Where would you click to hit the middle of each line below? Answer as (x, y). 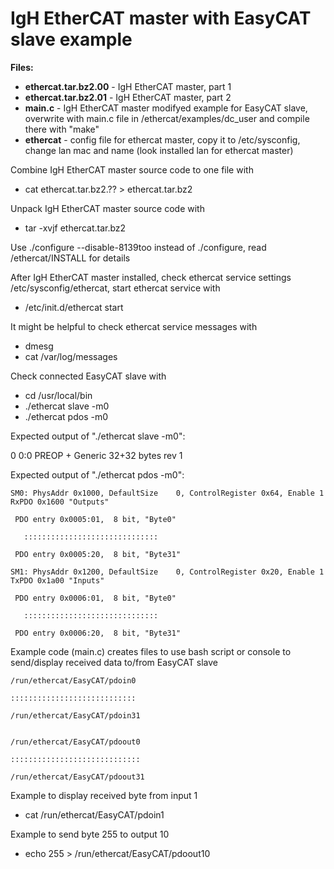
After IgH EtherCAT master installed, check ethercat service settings (151, 277)
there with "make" (62, 129)
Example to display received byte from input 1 (104, 795)
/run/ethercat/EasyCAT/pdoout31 (77, 777)
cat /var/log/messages (71, 356)
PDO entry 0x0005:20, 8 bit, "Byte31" (98, 554)
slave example (71, 39)
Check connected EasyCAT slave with (88, 376)
